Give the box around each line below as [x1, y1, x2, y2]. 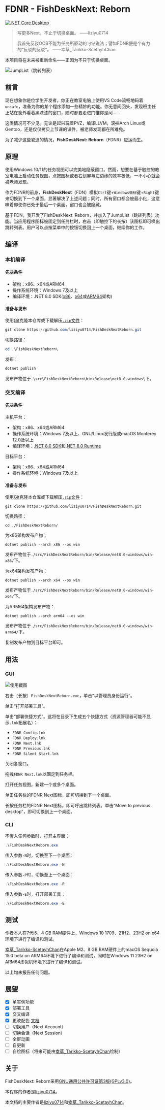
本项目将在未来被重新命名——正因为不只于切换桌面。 [5, 57, 113, 63]
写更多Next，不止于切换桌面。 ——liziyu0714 [17, 30, 109, 35]
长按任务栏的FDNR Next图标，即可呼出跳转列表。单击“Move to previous [5, 802, 151, 808]
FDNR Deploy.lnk [12, 735, 46, 741]
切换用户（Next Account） [12, 1023, 66, 1030]
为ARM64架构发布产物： [5, 604, 55, 610]
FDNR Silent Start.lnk [12, 751, 59, 756]
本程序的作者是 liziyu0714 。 [5, 1088, 60, 1094]
